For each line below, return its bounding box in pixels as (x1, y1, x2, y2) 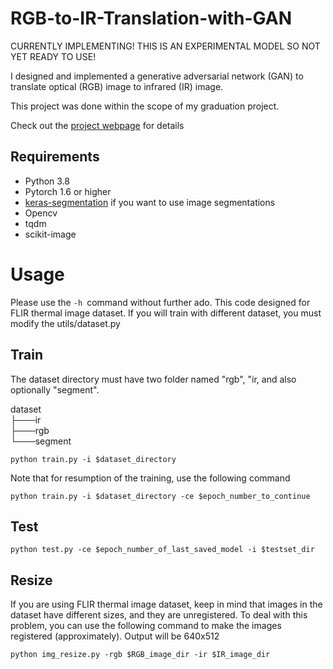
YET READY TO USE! (10, 50, 97, 62)
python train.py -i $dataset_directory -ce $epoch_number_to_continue (10, 491, 311, 501)
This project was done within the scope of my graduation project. (10, 100, 280, 112)
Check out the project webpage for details (10, 119, 185, 131)
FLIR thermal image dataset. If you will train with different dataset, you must (10, 307, 322, 319)
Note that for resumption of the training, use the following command (10, 472, 291, 484)
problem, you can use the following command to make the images (10, 620, 282, 632)
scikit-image (24, 228, 77, 240)
